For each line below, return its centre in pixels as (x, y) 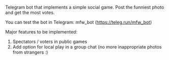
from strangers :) (30, 52)
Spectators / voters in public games (50, 41)
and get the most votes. (30, 12)
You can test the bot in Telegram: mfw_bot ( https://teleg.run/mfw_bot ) (79, 22)
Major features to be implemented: (41, 32)
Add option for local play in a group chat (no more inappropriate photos (87, 47)
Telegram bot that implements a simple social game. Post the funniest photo (85, 7)
